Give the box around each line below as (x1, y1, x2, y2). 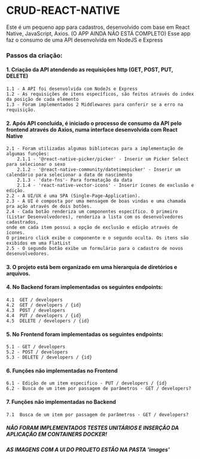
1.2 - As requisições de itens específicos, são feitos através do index (6, 91, 195, 97)
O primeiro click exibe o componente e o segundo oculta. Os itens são (6, 235, 189, 241)
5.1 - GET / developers (6, 344, 66, 350)
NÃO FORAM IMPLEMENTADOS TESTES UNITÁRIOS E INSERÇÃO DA (6, 424, 179, 431)
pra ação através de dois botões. (6, 204, 93, 210)
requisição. (6, 107, 36, 113)
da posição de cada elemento (6, 97, 79, 103)
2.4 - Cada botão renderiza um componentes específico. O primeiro (6, 208, 178, 215)
